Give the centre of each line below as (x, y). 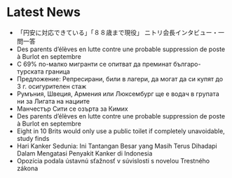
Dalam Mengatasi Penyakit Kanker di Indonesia (84, 153)
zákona (27, 168)
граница (58, 71)
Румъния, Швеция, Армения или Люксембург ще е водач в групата (118, 94)
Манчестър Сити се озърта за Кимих (72, 109)
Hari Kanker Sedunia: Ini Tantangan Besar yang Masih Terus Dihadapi (117, 146)
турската (30, 71)
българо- (187, 64)
